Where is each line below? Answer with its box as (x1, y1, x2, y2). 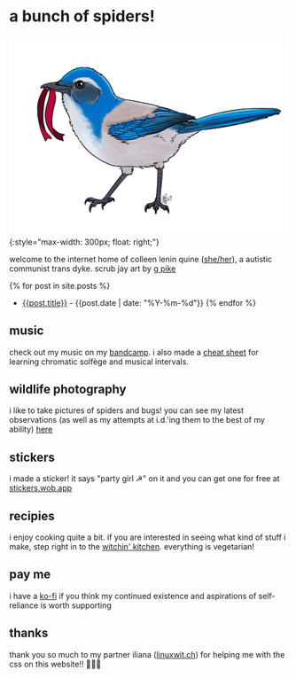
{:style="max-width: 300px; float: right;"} (9, 237, 160, 247)
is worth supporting (40, 600, 113, 611)
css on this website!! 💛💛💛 (9, 659, 102, 669)
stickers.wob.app (9, 483, 73, 494)
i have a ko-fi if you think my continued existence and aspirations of (9, 590, 257, 601)
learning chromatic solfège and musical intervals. (9, 356, 189, 367)
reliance (9, 600, 39, 611)
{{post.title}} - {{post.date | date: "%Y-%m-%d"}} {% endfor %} (21, 297, 257, 308)
